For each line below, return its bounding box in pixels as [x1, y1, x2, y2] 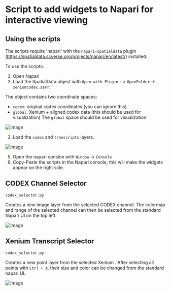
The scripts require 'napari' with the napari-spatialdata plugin [5, 48, 137, 54]
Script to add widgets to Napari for [5, 4, 154, 15]
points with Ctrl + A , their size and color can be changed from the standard [5, 265, 164, 271]
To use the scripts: [5, 63, 44, 69]
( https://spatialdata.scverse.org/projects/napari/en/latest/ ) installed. [5, 53, 148, 59]
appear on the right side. [12, 165, 64, 171]
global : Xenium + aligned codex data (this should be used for [12, 109, 141, 115]
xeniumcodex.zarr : [12, 84, 51, 90]
